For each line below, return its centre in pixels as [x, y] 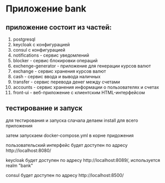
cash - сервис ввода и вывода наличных [57, 76]
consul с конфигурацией [39, 50]
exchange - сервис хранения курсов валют [59, 71]
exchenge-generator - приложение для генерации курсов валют [82, 66]
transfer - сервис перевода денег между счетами [66, 82]
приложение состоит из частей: [59, 27]
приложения [19, 125]
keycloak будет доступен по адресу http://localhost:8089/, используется [83, 160]
